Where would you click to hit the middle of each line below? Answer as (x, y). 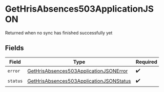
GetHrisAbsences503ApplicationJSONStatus (79, 81)
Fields (15, 48)
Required (147, 62)
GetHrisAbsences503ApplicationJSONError (78, 71)
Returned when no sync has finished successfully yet (59, 33)
